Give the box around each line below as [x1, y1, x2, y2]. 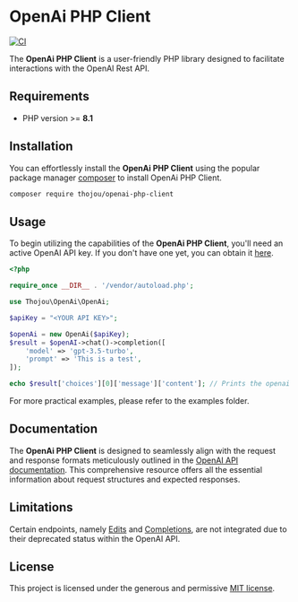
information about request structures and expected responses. [9, 474, 241, 484]
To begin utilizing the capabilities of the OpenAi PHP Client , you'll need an [9, 238, 284, 249]
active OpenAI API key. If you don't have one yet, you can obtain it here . [9, 248, 275, 258]
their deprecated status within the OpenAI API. [9, 533, 181, 544]
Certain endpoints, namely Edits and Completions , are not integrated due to [9, 523, 288, 535]
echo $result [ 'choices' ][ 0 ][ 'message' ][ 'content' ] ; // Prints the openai [9, 380, 291, 388]
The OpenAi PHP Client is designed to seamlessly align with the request [9, 445, 276, 456]
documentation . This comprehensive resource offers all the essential [9, 464, 262, 475]
